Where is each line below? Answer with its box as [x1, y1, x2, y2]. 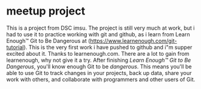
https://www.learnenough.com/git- [90, 37, 177, 44]
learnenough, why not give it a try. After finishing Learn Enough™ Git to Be [6, 56, 191, 64]
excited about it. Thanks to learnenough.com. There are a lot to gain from [6, 50, 189, 57]
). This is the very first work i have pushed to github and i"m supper [23, 44, 192, 51]
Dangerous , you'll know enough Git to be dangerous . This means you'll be [6, 62, 192, 70]
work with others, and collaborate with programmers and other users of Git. [6, 76, 196, 83]
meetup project [6, 4, 86, 18]
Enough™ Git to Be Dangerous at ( [6, 37, 90, 44]
